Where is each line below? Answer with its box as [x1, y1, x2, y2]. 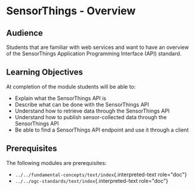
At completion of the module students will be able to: [6, 83, 136, 90]
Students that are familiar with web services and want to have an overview [6, 43, 189, 51]
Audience [6, 28, 44, 38]
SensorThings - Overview [6, 4, 136, 18]
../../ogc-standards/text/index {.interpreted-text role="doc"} [14, 177, 169, 184]
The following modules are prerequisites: [6, 159, 107, 166]
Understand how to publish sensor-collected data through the [14, 113, 167, 120]
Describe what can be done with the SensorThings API [14, 101, 149, 108]
